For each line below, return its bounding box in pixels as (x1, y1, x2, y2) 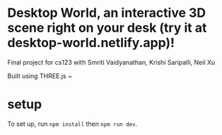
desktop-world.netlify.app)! (7, 35, 175, 51)
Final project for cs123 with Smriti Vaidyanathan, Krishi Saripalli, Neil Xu (7, 58, 216, 66)
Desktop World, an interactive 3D (7, 5, 206, 21)
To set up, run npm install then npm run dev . (7, 120, 138, 128)
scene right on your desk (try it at (7, 20, 207, 36)
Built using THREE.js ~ (7, 72, 73, 80)
